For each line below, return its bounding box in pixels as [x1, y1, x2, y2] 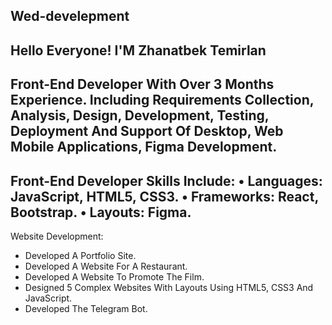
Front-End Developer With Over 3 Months [10, 76, 275, 93]
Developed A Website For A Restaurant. [24, 260, 188, 272]
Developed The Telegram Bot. [24, 302, 148, 314]
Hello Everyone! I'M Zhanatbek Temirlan [10, 42, 267, 59]
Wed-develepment [10, 8, 130, 25]
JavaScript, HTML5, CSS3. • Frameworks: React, [10, 188, 319, 205]
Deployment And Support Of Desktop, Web [10, 123, 284, 140]
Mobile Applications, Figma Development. [10, 139, 278, 156]
